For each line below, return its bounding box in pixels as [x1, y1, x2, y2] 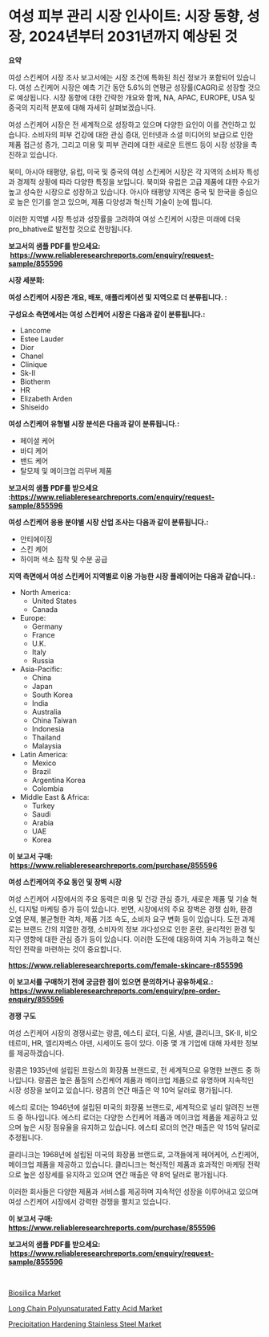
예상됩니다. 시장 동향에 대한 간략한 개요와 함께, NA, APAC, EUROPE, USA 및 [16, 92, 255, 102]
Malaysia [31, 740, 62, 751]
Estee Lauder [19, 334, 64, 344]
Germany [31, 622, 62, 631]
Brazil [31, 766, 51, 776]
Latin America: [19, 749, 68, 759]
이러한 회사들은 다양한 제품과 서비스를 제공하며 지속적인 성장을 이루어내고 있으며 [8, 1186, 259, 1196]
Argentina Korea [31, 775, 86, 785]
